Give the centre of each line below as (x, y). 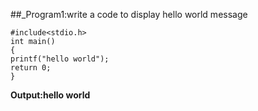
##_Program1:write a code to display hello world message (129, 14)
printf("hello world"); (60, 59)
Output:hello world (50, 95)
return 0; (31, 68)
